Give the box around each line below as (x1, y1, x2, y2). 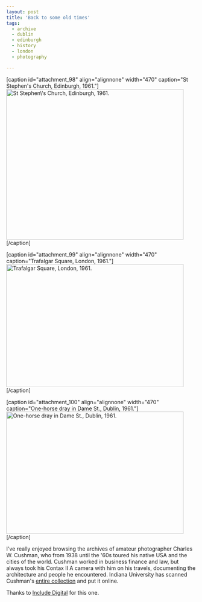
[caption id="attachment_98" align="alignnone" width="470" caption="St (6, 76, 189, 83)
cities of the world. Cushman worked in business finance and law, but (6, 558, 179, 565)
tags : (6, 20, 20, 26)
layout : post (6, 8, 39, 15)
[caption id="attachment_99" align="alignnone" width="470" (6, 250, 157, 258)
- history (11, 43, 36, 49)
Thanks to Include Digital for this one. (6, 589, 99, 596)
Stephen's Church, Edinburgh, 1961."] (6, 82, 99, 90)
